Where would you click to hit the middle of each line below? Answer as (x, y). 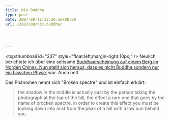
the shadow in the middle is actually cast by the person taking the (87, 93)
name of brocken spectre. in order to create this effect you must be (88, 103)
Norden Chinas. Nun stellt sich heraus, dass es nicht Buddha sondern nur (82, 67)
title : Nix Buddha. (26, 10)
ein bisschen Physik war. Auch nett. (42, 73)
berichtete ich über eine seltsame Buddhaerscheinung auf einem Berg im (82, 62)
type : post (17, 15)
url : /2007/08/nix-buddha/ (34, 24)
